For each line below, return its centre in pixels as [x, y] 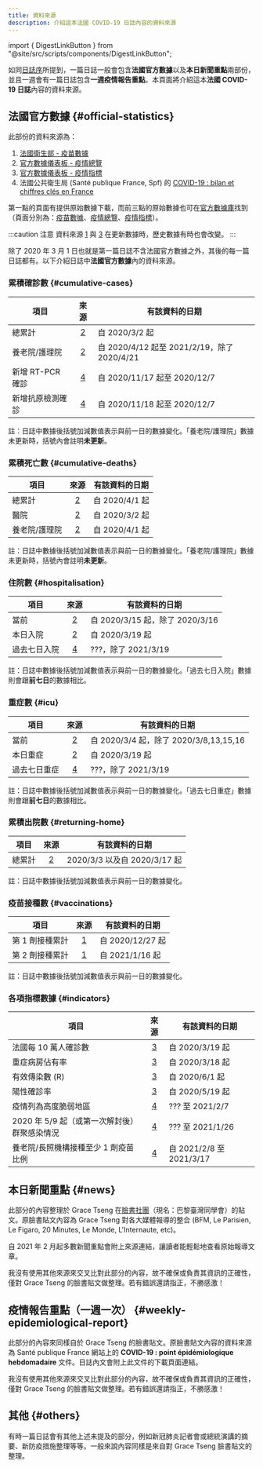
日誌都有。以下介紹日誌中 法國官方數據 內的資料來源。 [94, 261]
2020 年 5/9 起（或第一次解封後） [75, 1121]
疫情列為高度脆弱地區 [52, 1106]
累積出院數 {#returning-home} [67, 823]
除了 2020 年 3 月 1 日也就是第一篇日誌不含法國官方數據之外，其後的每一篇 [129, 251]
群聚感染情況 [36, 1133]
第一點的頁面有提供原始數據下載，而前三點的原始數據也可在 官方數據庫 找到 [128, 208]
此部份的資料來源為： [42, 137]
